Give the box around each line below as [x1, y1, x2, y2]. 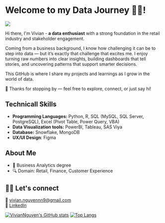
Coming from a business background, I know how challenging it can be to [5, 45, 156, 51]
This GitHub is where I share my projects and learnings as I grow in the [5, 71, 150, 77]
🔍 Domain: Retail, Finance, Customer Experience [12, 168, 113, 174]
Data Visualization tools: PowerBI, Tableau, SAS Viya [12, 124, 123, 130]
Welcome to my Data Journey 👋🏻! [5, 4, 146, 16]
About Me [5, 149, 36, 157]
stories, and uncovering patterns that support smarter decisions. [5, 61, 138, 67]
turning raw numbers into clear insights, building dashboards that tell [5, 56, 146, 62]
